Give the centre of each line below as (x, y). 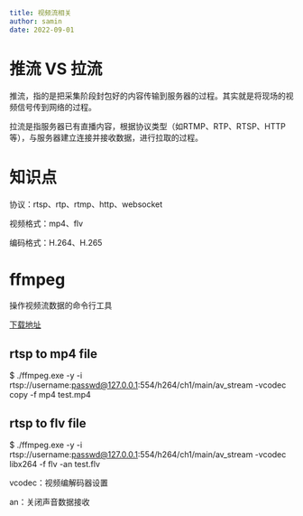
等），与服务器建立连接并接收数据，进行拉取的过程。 (106, 137)
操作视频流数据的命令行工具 (61, 305)
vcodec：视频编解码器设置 (59, 483)
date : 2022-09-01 (42, 30)
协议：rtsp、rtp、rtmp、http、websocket (86, 204)
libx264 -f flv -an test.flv (55, 464)
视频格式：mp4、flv (46, 223)
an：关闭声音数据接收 (50, 502)
